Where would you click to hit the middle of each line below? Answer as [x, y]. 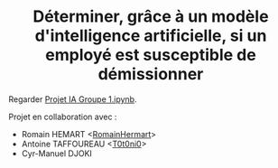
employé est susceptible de [151, 55]
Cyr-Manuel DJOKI [56, 153]
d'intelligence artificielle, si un [151, 36]
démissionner [151, 75]
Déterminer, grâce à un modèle [151, 17]
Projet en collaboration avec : [63, 117]
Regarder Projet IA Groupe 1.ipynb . [73, 99]
